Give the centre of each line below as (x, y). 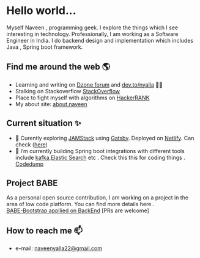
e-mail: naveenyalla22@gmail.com (59, 248)
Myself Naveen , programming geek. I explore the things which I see (92, 27)
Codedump (29, 164)
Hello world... (41, 11)
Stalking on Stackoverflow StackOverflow (68, 91)
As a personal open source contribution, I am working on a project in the (97, 198)
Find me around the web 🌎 (58, 67)
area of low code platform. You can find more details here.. (80, 204)
